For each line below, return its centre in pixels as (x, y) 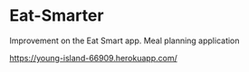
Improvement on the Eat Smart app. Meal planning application (124, 40)
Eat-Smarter (57, 16)
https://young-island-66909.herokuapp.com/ (94, 58)
